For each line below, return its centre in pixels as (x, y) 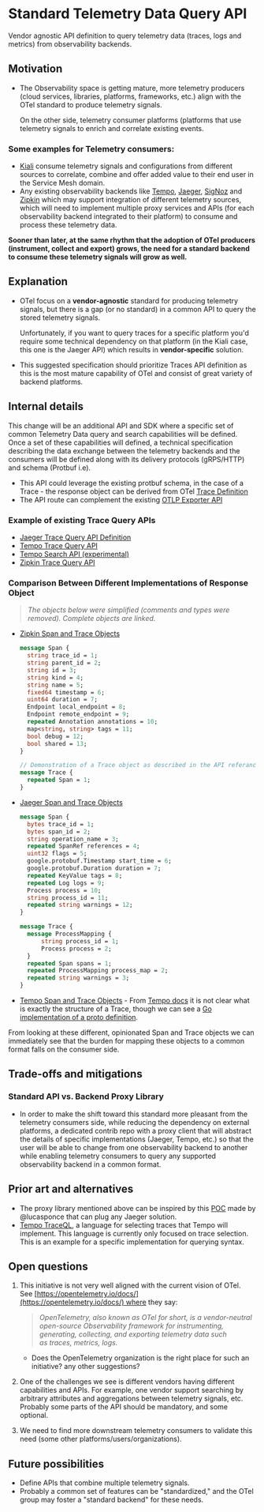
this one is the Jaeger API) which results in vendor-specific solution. (132, 349)
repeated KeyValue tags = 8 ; (75, 875)
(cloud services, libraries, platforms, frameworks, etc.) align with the (130, 96)
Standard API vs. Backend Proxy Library (86, 1096)
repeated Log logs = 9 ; (66, 883)
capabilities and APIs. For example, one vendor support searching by (132, 1390)
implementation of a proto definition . (79, 1017)
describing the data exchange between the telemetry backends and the (124, 450)
